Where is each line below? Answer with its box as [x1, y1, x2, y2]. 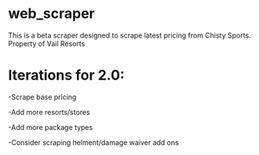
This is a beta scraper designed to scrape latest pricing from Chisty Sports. [8, 31, 251, 40]
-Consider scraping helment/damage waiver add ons [8, 138, 179, 147]
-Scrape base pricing [8, 92, 77, 102]
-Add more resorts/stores [8, 107, 90, 117]
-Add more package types [8, 122, 93, 132]
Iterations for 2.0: [8, 67, 126, 85]
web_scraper [8, 5, 96, 23]
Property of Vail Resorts [8, 38, 86, 48]
